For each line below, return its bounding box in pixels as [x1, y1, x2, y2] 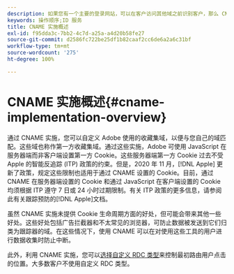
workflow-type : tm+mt [7, 43, 70, 50]
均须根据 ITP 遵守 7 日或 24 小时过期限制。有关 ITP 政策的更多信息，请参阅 [7, 186, 222, 194]
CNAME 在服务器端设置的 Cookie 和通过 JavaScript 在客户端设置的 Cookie [7, 177, 221, 185]
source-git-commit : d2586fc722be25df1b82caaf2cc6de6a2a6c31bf [7, 36, 192, 43]
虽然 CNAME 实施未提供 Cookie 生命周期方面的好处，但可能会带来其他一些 [7, 209, 221, 217]
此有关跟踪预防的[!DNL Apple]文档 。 [7, 194, 112, 203]
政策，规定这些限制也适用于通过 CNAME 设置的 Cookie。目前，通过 [19, 168, 214, 177]
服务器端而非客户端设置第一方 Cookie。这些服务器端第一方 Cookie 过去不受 [7, 151, 224, 159]
